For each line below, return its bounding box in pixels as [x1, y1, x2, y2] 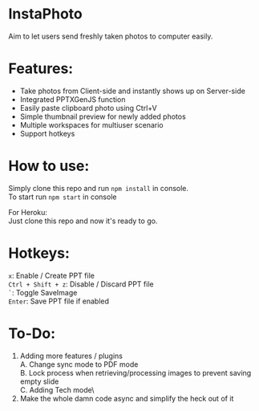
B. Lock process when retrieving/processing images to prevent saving [19, 368, 252, 377]
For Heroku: [8, 207, 48, 217]
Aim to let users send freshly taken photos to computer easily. [8, 31, 213, 41]
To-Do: [8, 324, 56, 342]
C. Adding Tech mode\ [19, 385, 95, 394]
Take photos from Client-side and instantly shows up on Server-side [19, 86, 246, 96]
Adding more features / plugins [19, 351, 123, 360]
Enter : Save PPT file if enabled [8, 296, 110, 306]
